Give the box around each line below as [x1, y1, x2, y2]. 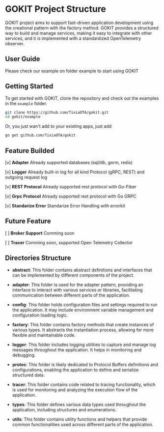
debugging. [12, 352, 36, 358]
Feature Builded [5, 146, 55, 155]
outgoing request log [5, 174, 48, 180]
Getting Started [5, 82, 54, 90]
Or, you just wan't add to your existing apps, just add [5, 123, 112, 129]
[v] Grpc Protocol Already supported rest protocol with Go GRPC [5, 193, 137, 199]
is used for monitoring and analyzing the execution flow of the [12, 387, 138, 393]
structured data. [12, 372, 45, 378]
